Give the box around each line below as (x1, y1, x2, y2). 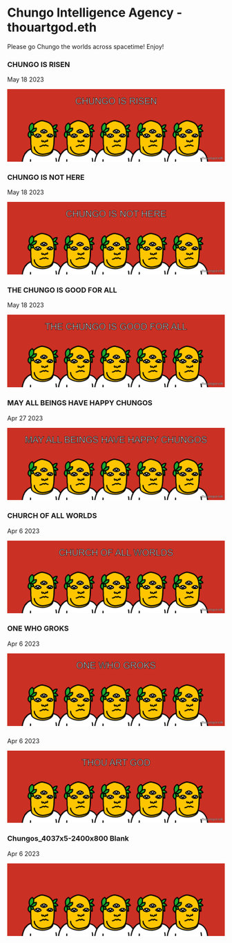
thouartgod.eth (7, 19, 97, 35)
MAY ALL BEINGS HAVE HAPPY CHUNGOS (7, 398, 153, 408)
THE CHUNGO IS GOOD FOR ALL (7, 286, 117, 295)
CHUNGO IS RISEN (7, 59, 70, 69)
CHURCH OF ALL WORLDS (7, 511, 97, 521)
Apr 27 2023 (7, 413, 43, 422)
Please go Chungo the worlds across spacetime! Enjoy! (7, 42, 164, 50)
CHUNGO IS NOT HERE (7, 172, 85, 182)
